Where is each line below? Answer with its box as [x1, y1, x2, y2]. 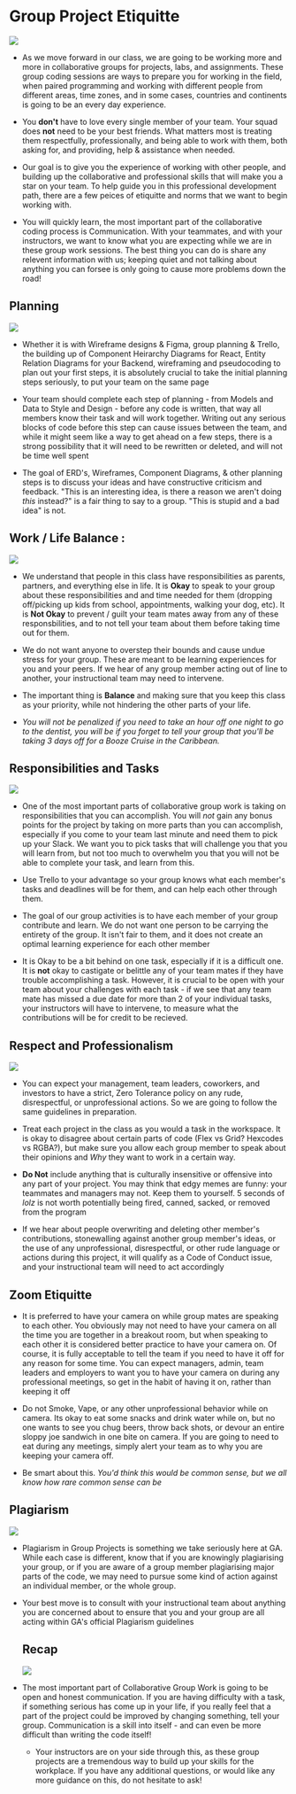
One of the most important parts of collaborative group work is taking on [21, 801, 286, 812]
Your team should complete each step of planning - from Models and [21, 393, 274, 404]
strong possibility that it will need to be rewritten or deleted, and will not [21, 440, 283, 451]
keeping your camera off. [21, 1450, 114, 1461]
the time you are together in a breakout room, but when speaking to [21, 1330, 269, 1340]
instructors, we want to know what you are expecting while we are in [21, 235, 272, 245]
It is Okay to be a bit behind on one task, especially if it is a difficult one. [21, 956, 285, 967]
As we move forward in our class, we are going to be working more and [21, 51, 283, 63]
